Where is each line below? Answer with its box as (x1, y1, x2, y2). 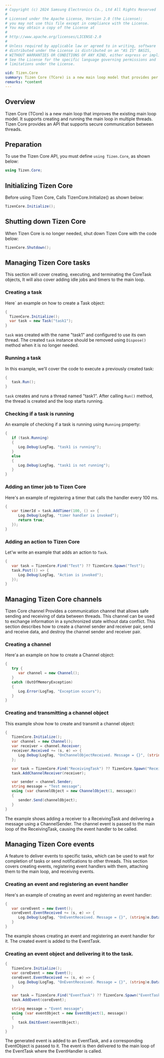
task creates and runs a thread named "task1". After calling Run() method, (5, 393, 154, 399)
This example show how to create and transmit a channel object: (5, 720, 135, 726)
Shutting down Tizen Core (5, 217, 86, 226)
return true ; (18, 518, 45, 523)
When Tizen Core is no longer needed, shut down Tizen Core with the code (5, 230, 157, 236)
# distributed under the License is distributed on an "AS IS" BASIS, (5, 48, 152, 53)
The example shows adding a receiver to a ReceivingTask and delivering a (5, 816, 154, 821)
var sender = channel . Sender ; (11, 779, 73, 784)
